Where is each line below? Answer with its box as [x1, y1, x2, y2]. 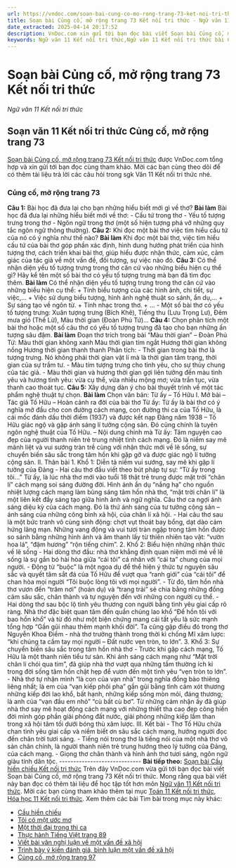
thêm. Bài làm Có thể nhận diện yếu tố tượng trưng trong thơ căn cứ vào [7, 279, 216, 287]
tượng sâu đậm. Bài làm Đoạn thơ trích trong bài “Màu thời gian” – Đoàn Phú [7, 331, 228, 339]
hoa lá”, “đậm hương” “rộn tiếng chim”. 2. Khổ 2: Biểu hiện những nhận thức [7, 540, 225, 549]
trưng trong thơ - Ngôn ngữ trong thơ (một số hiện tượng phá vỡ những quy [7, 219, 225, 227]
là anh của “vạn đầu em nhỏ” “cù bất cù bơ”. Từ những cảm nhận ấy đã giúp [7, 698, 227, 706]
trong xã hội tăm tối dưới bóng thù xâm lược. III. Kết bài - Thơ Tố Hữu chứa [7, 719, 222, 729]
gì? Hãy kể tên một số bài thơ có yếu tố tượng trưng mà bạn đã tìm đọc [7, 271, 211, 279]
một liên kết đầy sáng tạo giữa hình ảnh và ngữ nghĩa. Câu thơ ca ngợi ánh [7, 496, 223, 504]
